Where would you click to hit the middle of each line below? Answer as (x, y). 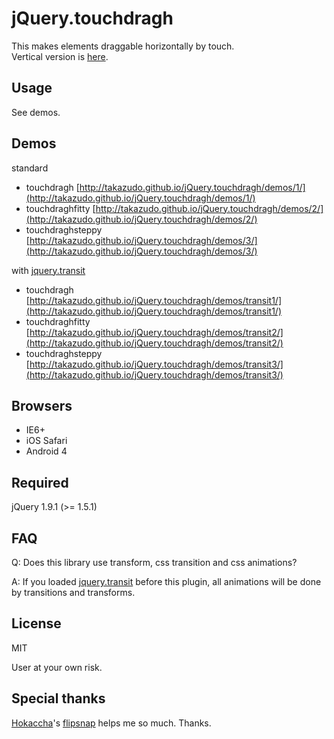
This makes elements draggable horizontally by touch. (123, 46)
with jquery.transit (48, 270)
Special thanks (58, 698)
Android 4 (46, 451)
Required (40, 482)
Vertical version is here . (60, 56)
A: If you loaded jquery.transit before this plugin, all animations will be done (166, 581)
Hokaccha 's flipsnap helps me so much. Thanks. (111, 723)
